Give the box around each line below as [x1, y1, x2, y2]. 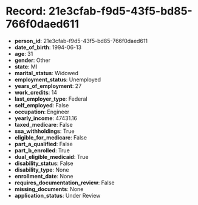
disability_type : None [14, 166, 69, 173]
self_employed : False [14, 101, 69, 109]
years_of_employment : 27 [14, 82, 82, 89]
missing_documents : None [14, 185, 84, 192]
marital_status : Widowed [14, 69, 78, 76]
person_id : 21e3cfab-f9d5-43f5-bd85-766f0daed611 [14, 37, 148, 44]
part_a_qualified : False [14, 140, 73, 147]
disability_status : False [14, 160, 73, 167]
